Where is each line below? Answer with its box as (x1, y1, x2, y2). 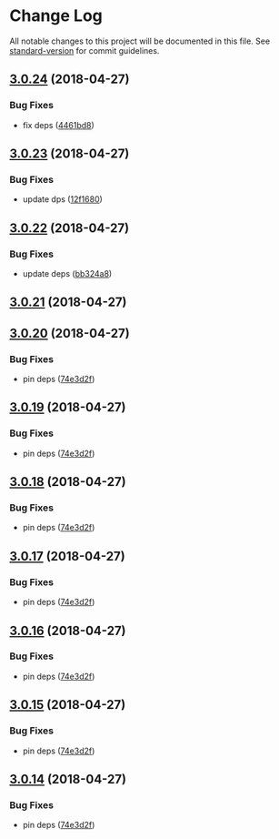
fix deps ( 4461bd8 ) (22, 119, 95, 130)
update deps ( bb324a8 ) (22, 268, 113, 278)
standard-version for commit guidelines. (9, 45, 160, 56)
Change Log (9, 5, 103, 26)
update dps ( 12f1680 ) (22, 194, 103, 205)
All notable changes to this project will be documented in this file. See (9, 35, 271, 46)
